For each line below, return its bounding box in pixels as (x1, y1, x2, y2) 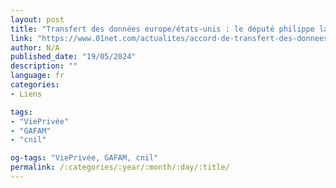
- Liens (10, 89, 43, 99)
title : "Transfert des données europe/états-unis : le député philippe (10, 24, 315, 34)
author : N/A (10, 42, 60, 53)
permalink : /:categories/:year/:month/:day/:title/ (10, 162, 230, 173)
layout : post (10, 14, 65, 25)
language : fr (10, 71, 65, 81)
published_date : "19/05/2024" (10, 52, 137, 62)
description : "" (10, 61, 78, 71)
